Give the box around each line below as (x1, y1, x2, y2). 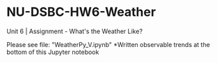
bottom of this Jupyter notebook (6, 48, 99, 56)
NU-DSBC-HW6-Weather (6, 4, 156, 20)
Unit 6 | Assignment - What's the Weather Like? (6, 27, 143, 35)
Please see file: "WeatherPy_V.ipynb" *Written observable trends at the (6, 40, 210, 48)
